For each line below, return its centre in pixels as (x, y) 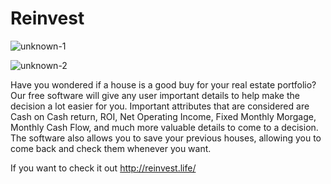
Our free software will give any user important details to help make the (155, 95)
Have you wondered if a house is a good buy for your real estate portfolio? (163, 84)
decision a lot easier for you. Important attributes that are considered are (160, 106)
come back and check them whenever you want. (111, 148)
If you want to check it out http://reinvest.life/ (103, 168)
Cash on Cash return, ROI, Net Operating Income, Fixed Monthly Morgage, (163, 116)
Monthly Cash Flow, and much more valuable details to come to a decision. (164, 127)
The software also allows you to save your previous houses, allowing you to (166, 138)
